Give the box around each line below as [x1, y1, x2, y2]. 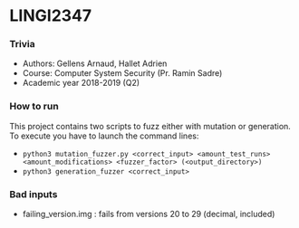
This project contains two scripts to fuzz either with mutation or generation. [9, 120, 292, 131]
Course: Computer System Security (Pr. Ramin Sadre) [22, 68, 223, 79]
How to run [9, 100, 59, 113]
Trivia [9, 38, 35, 51]
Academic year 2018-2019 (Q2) [22, 78, 140, 89]
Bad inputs [9, 187, 58, 200]
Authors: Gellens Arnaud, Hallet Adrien [22, 58, 168, 69]
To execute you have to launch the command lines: [9, 130, 199, 141]
